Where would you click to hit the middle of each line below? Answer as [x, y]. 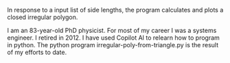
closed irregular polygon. [43, 17]
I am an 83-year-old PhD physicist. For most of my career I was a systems [112, 30]
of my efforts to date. [37, 52]
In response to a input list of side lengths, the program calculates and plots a [115, 10]
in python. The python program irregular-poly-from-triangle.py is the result [113, 45]
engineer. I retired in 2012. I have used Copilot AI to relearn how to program [113, 38]
